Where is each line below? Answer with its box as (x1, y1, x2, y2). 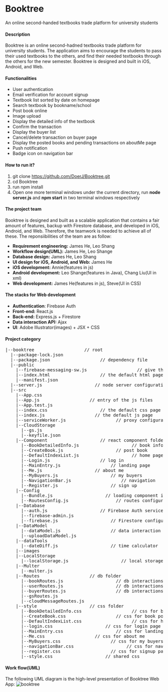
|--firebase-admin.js (20, 513, 74, 519)
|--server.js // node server (10, 382, 132, 388)
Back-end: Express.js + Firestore (12, 314, 81, 320)
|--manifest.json (15, 377, 58, 383)
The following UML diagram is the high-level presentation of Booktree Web (5, 676, 159, 682)
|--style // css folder (15, 604, 124, 609)
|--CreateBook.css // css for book (20, 614, 156, 619)
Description (5, 31, 30, 37)
